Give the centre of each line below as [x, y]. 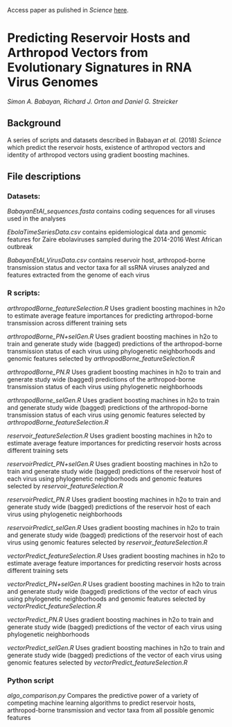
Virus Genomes [53, 82]
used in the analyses [37, 219]
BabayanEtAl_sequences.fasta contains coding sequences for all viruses [111, 212]
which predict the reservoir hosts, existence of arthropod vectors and [106, 147]
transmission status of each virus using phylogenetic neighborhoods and [111, 351]
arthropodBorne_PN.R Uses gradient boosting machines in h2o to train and [114, 372]
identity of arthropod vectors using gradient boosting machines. [98, 155]
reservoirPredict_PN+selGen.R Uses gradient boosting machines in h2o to [113, 463]
